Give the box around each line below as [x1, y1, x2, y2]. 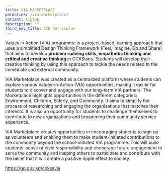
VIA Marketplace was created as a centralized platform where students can [5, 76, 161, 82]
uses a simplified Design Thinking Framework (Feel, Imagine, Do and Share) [5, 45, 162, 51]
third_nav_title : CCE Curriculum [5, 26, 75, 31]
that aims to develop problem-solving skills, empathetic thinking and [5, 51, 151, 57]
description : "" [5, 21, 39, 27]
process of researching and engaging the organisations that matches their [5, 103, 159, 109]
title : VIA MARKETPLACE [5, 7, 55, 13]
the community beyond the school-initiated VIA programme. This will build [5, 139, 159, 146]
